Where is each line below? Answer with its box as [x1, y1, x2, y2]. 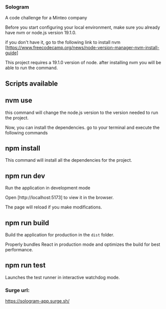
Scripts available [5, 79, 58, 88]
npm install [5, 144, 41, 152]
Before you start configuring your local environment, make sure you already [5, 24, 161, 30]
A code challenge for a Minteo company [5, 15, 87, 21]
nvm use [5, 96, 32, 105]
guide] [5, 50, 18, 56]
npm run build [5, 218, 50, 227]
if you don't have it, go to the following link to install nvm [5, 39, 121, 45]
